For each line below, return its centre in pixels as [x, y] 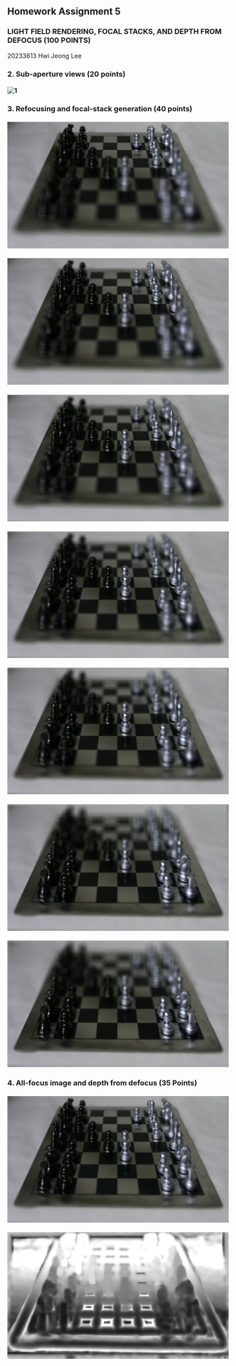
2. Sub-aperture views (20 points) [66, 74]
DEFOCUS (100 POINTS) [49, 40]
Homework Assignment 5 [64, 12]
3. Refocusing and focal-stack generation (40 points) [100, 109]
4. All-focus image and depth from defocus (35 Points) [103, 1083]
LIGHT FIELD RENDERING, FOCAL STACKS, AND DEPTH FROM [114, 32]
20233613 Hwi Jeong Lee [45, 56]
